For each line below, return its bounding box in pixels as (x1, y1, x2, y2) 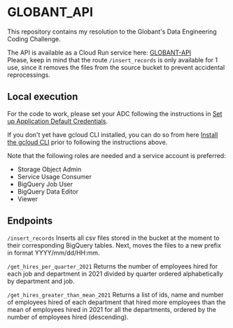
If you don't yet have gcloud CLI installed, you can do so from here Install (7, 130, 218, 138)
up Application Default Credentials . (7, 117, 108, 125)
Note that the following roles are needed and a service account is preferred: (7, 151, 226, 159)
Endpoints (7, 215, 53, 227)
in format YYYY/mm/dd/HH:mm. (7, 248, 100, 257)
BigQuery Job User (17, 180, 73, 188)
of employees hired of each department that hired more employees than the (7, 298, 226, 306)
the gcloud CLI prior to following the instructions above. (7, 138, 168, 146)
